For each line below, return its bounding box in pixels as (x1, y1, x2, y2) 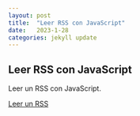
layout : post (8, 11, 51, 20)
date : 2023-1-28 (8, 26, 69, 34)
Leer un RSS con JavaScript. (8, 84, 101, 93)
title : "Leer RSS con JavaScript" (8, 19, 126, 27)
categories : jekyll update (8, 33, 97, 42)
